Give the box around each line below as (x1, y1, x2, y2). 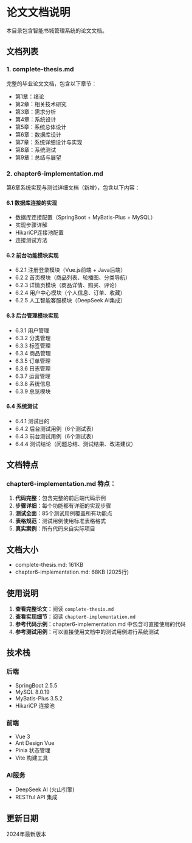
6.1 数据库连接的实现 (6, 199, 58, 206)
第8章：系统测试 (15, 146, 57, 153)
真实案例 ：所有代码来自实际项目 (15, 525, 95, 532)
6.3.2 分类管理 (15, 334, 51, 341)
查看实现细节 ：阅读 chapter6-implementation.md (15, 613, 135, 621)
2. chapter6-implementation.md (6, 169, 103, 177)
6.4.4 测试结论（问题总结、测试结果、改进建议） (15, 440, 137, 447)
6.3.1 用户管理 (15, 327, 50, 334)
